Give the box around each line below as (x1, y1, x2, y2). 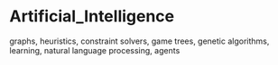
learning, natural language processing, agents (9, 45, 181, 55)
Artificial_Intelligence (9, 6, 175, 27)
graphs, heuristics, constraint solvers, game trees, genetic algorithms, (9, 36, 270, 46)
